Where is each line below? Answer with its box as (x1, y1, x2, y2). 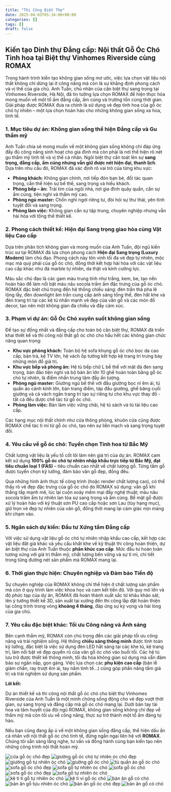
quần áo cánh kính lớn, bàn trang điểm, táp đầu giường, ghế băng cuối (12, 385, 161, 391)
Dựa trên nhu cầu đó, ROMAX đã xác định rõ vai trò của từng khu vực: (5, 165, 152, 171)
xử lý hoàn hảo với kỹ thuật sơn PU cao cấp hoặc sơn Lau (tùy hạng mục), (5, 500, 161, 506)
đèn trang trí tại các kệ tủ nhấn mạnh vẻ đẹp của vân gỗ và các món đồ (5, 297, 156, 303)
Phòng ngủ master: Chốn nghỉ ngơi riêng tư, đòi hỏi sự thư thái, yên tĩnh (12, 197, 165, 203)
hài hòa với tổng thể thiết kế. (12, 213, 73, 219)
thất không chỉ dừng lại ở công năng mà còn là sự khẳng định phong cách (5, 80, 160, 86)
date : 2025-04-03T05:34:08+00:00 (5, 12, 77, 17)
